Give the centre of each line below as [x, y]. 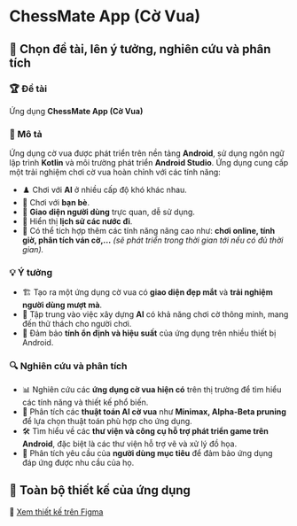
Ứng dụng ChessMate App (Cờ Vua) [76, 111]
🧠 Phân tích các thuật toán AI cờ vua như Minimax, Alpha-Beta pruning [154, 411]
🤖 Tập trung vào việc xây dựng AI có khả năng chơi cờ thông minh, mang [155, 314]
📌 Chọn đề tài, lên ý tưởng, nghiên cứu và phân [140, 49]
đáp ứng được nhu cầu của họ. [78, 462]
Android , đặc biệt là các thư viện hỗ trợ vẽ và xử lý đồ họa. [129, 444]
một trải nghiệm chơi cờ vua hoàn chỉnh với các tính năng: [115, 172]
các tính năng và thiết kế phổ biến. [85, 402]
